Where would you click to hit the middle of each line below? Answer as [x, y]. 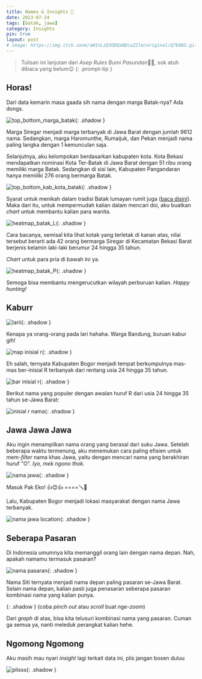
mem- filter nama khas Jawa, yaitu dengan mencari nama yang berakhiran [98, 457]
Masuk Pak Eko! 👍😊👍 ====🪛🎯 [47, 487]
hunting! [17, 288]
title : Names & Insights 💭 [40, 12]
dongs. [15, 108]
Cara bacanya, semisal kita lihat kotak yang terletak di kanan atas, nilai [94, 234]
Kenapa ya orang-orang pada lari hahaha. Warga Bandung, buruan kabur [96, 333]
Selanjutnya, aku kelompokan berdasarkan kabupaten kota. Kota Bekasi [95, 156]
